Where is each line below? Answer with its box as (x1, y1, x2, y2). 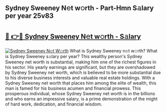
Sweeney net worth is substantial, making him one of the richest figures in (5, 59, 157, 65)
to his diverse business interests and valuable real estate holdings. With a (5, 75, 155, 81)
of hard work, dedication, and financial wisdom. (5, 101, 103, 107)
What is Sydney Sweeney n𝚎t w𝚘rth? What (69, 48, 158, 54)
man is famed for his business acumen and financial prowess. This (5, 85, 141, 91)
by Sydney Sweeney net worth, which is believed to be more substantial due (5, 69, 161, 75)
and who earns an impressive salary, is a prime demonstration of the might (5, 96, 158, 102)
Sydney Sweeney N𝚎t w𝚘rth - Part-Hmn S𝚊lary (5, 4, 154, 12)
